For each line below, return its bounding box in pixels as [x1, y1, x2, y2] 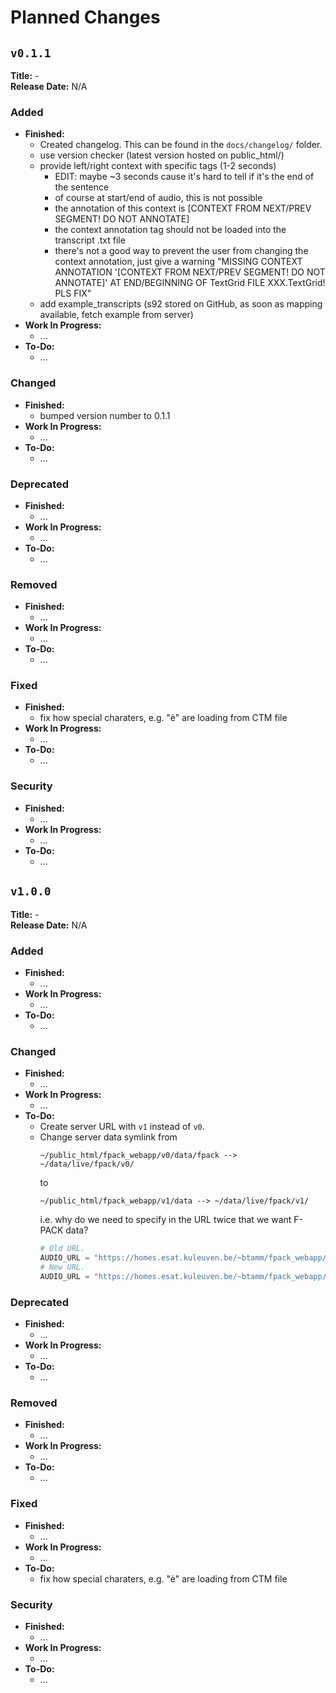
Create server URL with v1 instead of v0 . [39, 1121, 205, 1133]
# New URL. [39, 1262, 86, 1272]
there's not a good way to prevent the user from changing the [54, 245, 309, 257]
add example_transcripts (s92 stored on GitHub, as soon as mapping [39, 298, 323, 310]
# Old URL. [39, 1244, 86, 1254]
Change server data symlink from [39, 1131, 178, 1143]
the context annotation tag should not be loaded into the [54, 224, 287, 236]
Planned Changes [10, 6, 161, 29]
